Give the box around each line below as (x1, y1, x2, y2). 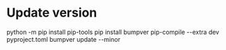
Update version (6, 5, 97, 21)
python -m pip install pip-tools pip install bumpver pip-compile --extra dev (6, 28, 220, 36)
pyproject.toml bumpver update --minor (6, 35, 121, 43)
